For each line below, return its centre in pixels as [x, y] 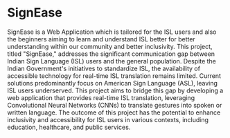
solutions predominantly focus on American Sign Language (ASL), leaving [113, 83]
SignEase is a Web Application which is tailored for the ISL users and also [112, 32]
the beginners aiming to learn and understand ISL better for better [101, 39]
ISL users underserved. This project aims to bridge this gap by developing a [115, 90]
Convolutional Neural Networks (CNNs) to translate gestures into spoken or [115, 105]
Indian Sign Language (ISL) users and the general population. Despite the [112, 61]
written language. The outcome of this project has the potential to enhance [114, 112]
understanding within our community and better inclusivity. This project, [110, 46]
